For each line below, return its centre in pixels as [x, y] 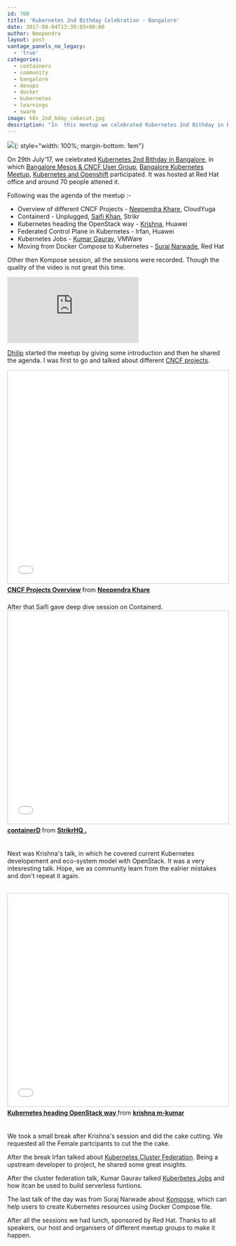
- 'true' [26, 53]
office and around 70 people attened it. [64, 181]
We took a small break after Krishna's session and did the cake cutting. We [115, 1136]
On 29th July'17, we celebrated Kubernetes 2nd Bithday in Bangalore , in [111, 159]
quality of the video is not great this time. [67, 267]
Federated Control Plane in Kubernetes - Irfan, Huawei [96, 231]
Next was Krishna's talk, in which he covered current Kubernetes [101, 853]
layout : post [26, 40]
